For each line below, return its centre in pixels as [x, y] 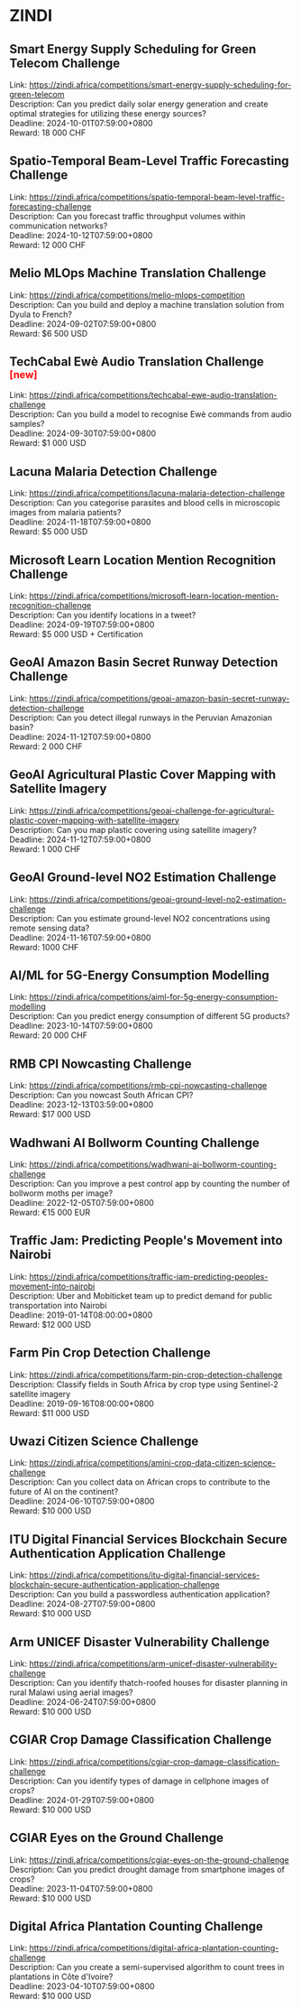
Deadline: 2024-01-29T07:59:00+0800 [82, 1800]
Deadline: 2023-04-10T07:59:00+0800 [82, 1986]
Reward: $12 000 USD [50, 1324]
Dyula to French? [41, 314]
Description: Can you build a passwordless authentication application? [140, 1595]
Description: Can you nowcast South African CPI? [101, 1095]
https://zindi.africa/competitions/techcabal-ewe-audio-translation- [153, 395]
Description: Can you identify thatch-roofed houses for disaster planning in [149, 1683]
